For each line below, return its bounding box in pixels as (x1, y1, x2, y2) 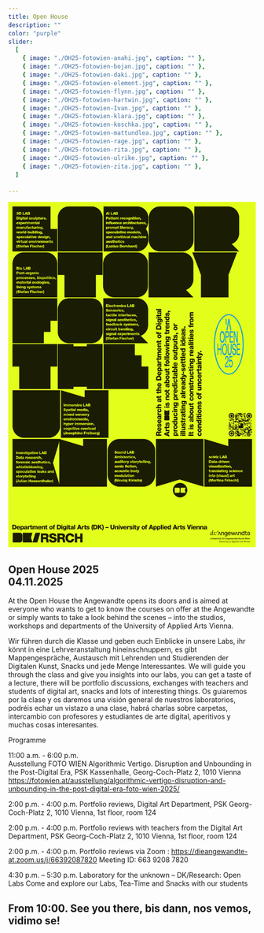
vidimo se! (8, 914, 60, 927)
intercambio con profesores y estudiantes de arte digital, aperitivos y (8, 712, 231, 721)
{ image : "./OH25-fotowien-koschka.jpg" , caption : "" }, (22, 121, 213, 129)
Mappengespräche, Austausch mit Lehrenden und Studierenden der (8, 653, 229, 663)
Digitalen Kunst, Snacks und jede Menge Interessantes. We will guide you (8, 662, 246, 671)
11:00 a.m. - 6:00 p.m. (8, 751, 79, 760)
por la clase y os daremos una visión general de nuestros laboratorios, (8, 695, 236, 704)
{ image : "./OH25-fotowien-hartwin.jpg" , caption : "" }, (22, 95, 213, 104)
